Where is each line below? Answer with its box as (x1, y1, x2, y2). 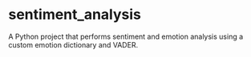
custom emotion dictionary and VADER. (8, 40, 139, 49)
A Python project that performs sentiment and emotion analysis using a (8, 32, 244, 41)
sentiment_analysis (8, 6, 142, 24)
